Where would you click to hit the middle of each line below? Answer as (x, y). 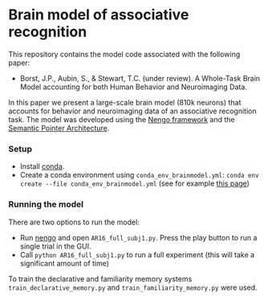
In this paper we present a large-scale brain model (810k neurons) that (125, 102)
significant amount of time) (65, 263)
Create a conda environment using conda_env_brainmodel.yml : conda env (139, 175)
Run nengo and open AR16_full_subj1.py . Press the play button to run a (138, 237)
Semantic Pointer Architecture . (59, 128)
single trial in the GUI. (55, 246)
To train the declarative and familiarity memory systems (100, 278)
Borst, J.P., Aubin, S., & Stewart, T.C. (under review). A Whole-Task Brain (140, 78)
